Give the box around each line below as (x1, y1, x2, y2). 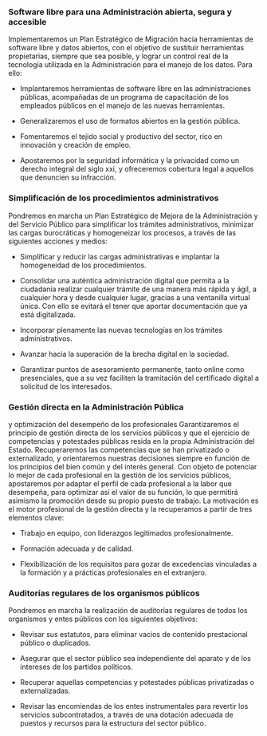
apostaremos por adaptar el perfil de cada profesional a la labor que (8, 478, 233, 489)
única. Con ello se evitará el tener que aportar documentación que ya (19, 301, 248, 311)
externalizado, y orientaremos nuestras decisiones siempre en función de (8, 453, 250, 463)
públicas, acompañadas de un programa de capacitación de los (19, 93, 230, 102)
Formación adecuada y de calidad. (19, 544, 134, 553)
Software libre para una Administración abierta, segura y (8, 6, 233, 18)
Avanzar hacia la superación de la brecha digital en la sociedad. (19, 349, 230, 358)
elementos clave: (8, 512, 65, 522)
